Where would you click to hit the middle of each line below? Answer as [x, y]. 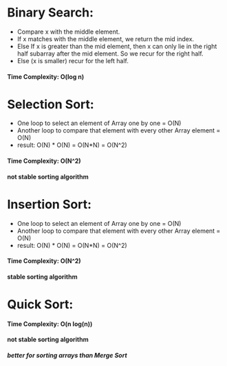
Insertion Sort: [49, 204]
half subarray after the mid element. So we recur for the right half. [110, 54]
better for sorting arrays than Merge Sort [67, 355]
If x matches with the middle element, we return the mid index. [106, 38]
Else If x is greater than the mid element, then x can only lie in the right [117, 46]
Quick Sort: [40, 304]
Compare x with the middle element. [68, 32]
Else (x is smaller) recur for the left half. [73, 60]
